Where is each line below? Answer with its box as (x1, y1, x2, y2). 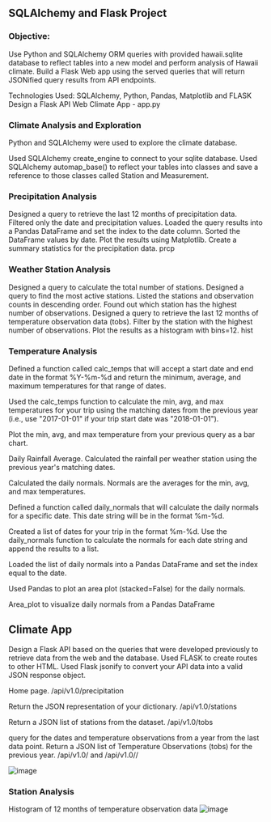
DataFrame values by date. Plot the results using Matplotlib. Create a (8, 235, 237, 245)
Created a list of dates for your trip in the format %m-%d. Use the (8, 526, 228, 536)
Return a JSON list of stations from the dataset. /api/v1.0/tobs (8, 717, 214, 727)
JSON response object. (8, 670, 87, 680)
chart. (8, 438, 28, 447)
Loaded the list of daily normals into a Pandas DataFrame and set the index (8, 559, 259, 569)
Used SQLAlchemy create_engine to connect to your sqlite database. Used (8, 153, 257, 163)
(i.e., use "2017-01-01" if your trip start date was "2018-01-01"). (8, 413, 219, 423)
